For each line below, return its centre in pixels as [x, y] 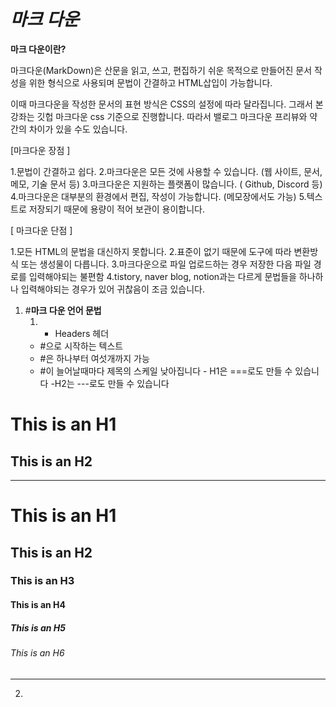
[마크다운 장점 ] [40, 150]
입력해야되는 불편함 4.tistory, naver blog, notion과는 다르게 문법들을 [162, 276]
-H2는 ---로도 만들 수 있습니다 [110, 383]
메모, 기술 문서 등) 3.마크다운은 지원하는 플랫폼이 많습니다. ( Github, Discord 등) [166, 184]
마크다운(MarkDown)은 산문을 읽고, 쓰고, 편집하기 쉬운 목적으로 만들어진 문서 [161, 70]
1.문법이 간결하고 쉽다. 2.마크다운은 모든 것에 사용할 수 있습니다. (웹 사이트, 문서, [166, 171]
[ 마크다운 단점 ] [41, 230]
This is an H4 [38, 605]
